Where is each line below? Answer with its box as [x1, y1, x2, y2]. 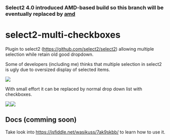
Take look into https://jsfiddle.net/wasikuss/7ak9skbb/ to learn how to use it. [5, 129, 165, 135]
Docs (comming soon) [5, 116, 77, 124]
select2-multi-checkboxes [5, 29, 121, 41]
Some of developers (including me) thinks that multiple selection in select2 [5, 61, 162, 67]
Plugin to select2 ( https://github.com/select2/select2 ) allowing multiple [5, 46, 154, 52]
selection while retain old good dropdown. [5, 51, 94, 57]
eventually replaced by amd [5, 10, 75, 17]
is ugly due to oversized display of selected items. [5, 66, 110, 73]
